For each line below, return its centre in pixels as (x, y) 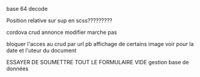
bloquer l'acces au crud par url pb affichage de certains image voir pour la (100, 44)
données (17, 69)
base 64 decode (27, 9)
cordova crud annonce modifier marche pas (62, 32)
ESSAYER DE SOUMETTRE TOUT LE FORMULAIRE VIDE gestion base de (98, 62)
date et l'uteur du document (41, 50)
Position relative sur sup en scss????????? (59, 20)
